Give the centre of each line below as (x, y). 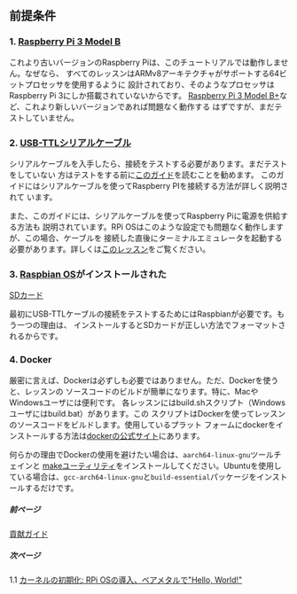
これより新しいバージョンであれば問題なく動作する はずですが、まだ (149, 106)
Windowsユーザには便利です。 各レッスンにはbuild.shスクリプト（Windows (148, 403)
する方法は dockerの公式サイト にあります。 (126, 435)
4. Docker (31, 360)
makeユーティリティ (79, 465)
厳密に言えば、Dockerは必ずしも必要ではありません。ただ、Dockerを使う (144, 380)
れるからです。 (36, 336)
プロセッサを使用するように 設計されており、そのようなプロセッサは (149, 84)
